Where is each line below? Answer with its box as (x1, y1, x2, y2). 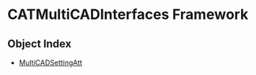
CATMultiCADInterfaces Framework (7, 6, 249, 24)
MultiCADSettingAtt (18, 58, 83, 67)
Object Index (7, 37, 72, 51)
